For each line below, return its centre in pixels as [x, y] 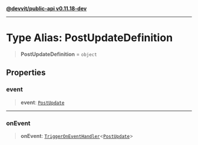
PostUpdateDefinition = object [59, 54]
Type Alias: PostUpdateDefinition [89, 38]
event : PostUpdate [42, 102]
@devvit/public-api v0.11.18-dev [47, 9]
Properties [26, 73]
